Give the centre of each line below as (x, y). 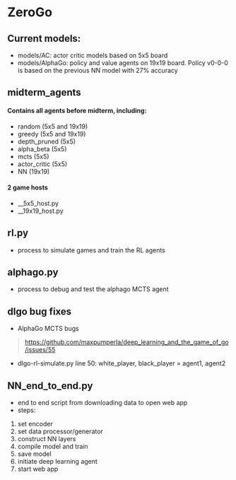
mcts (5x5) (33, 156)
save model (34, 454)
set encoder (35, 424)
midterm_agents (44, 93)
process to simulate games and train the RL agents (92, 250)
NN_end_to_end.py (50, 386)
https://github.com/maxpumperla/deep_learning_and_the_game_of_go (126, 342)
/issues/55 (40, 350)
